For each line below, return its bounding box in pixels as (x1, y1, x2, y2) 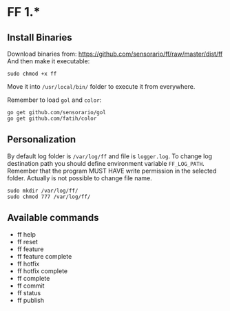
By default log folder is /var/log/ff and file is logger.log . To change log (7, 152, 212, 160)
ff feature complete (17, 252, 72, 260)
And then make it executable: (7, 57, 90, 65)
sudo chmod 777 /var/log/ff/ (7, 193, 91, 200)
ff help (17, 230, 36, 238)
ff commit (17, 281, 45, 290)
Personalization (7, 133, 76, 145)
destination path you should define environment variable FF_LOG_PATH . (7, 159, 205, 167)
